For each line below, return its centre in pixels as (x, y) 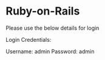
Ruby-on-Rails (43, 11)
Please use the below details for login (52, 28)
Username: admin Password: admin (50, 51)
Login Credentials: (29, 39)
